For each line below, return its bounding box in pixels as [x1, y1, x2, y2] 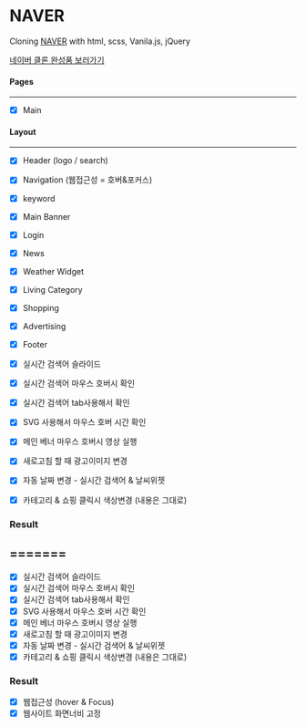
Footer [22, 339, 48, 350]
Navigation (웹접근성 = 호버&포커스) [22, 174, 153, 185]
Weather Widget [22, 265, 85, 276]
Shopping [22, 302, 59, 313]
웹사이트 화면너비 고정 [22, 708, 102, 719]
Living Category [22, 284, 84, 295]
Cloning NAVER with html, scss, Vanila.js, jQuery [9, 36, 191, 47]
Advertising [22, 320, 66, 331]
